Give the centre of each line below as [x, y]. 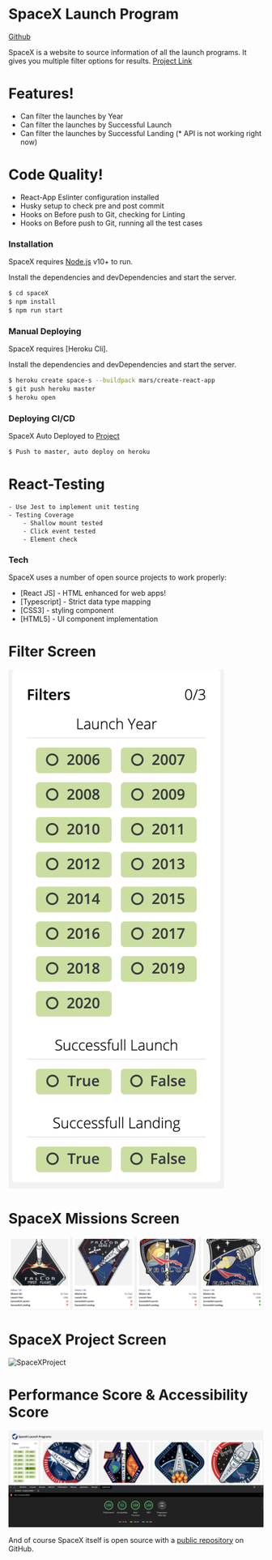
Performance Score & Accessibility [128, 1395]
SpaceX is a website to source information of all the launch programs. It [127, 52]
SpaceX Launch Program [94, 14]
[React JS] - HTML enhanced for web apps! [93, 594]
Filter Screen [53, 651]
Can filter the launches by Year [72, 116]
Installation [31, 244]
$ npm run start [36, 310]
